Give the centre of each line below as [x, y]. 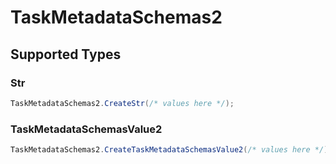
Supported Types [66, 54]
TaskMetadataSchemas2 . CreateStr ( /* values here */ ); [122, 103]
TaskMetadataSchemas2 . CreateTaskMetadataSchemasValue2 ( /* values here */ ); [171, 150]
